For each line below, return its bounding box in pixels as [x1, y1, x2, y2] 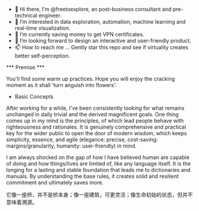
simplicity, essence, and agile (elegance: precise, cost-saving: [6, 136, 158, 143]
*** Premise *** [6, 64, 45, 71]
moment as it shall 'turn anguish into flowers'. [6, 82, 117, 88]
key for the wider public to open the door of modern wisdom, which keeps [6, 130, 188, 136]
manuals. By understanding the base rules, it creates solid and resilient [6, 172, 179, 180]
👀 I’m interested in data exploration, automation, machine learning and [14, 18, 186, 25]
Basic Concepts [14, 93, 53, 100]
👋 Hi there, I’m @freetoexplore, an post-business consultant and [14, 6, 172, 12]
